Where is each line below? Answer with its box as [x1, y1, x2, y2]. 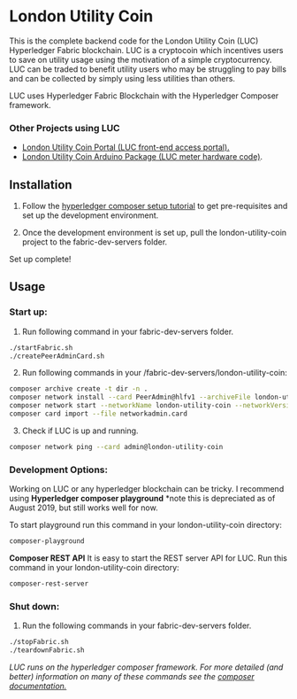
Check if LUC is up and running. [21, 425, 139, 436]
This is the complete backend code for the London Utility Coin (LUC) [9, 35, 259, 46]
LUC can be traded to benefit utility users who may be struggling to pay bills [9, 64, 287, 74]
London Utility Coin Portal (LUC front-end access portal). [21, 142, 230, 152]
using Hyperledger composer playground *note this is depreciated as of [9, 493, 276, 504]
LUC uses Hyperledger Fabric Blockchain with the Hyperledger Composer [9, 90, 279, 101]
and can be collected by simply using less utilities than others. [9, 73, 236, 83]
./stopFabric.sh [9, 638, 69, 647]
